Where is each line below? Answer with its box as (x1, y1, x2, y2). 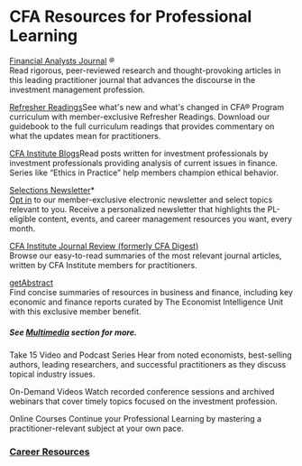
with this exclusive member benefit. (9, 305, 142, 317)
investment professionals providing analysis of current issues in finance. (9, 157, 278, 168)
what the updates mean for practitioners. (9, 130, 161, 141)
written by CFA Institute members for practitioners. (9, 259, 197, 270)
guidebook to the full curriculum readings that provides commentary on (9, 120, 275, 132)
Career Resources (9, 445, 90, 458)
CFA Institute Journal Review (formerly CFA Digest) (9, 240, 199, 251)
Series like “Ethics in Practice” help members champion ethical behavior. (9, 167, 279, 178)
